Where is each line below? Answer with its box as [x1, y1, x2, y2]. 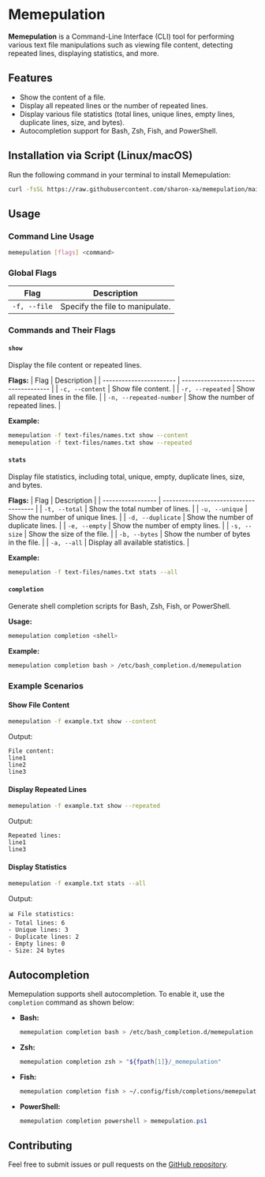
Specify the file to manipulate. [60, 301, 171, 312]
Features [8, 71, 53, 85]
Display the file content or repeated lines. [8, 360, 142, 370]
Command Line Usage [8, 231, 95, 242]
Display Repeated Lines [8, 784, 87, 794]
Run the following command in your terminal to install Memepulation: [8, 170, 231, 179]
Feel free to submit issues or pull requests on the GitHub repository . [8, 1160, 229, 1169]
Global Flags [8, 267, 58, 278]
